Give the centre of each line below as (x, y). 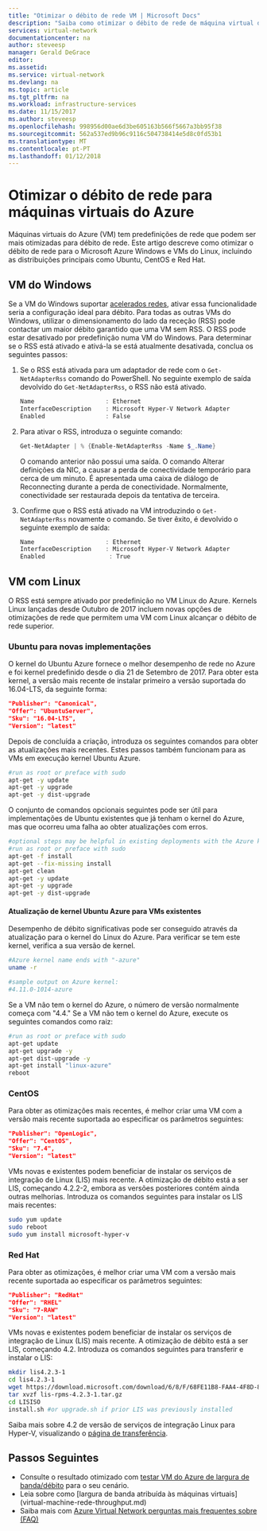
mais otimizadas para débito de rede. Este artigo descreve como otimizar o (131, 243)
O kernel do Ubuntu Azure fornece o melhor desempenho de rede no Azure (132, 664)
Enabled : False (75, 416)
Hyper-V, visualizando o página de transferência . (88, 1433)
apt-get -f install (41, 856)
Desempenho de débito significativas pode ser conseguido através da (123, 929)
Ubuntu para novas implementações (80, 647)
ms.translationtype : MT (48, 141)
